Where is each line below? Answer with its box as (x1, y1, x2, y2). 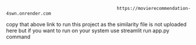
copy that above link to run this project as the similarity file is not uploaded (6, 21, 187, 27)
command (6, 33, 31, 40)
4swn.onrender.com (6, 11, 51, 16)
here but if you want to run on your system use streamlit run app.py (6, 27, 170, 34)
